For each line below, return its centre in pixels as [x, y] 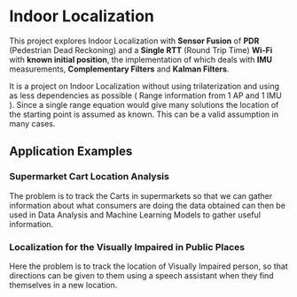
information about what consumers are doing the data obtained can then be [148, 205]
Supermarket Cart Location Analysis [90, 177]
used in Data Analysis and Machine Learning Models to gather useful [135, 215]
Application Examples [71, 152]
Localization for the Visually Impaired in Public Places [127, 247]
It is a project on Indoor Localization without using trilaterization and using [145, 86]
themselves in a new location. [63, 285]
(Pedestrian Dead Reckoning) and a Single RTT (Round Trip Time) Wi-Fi [141, 49]
